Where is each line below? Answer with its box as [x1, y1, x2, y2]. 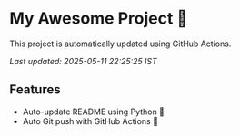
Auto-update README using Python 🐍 [22, 106, 165, 117]
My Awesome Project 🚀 [9, 8, 188, 29]
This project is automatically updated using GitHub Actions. [9, 38, 232, 49]
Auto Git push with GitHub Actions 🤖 [22, 115, 159, 126]
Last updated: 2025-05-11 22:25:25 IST [9, 55, 157, 66]
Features [9, 82, 61, 98]
